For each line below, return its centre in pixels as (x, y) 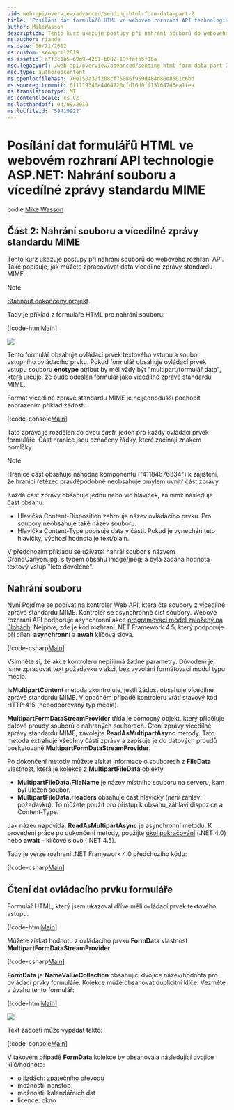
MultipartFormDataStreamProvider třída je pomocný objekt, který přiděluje (116, 719)
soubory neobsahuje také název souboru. (77, 523)
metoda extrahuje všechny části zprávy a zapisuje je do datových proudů (112, 741)
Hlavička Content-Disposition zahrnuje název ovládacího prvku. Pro (114, 516)
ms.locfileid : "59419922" (45, 111)
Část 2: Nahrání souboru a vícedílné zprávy (103, 231)
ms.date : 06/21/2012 (37, 46)
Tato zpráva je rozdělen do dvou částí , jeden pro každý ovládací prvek (108, 432)
